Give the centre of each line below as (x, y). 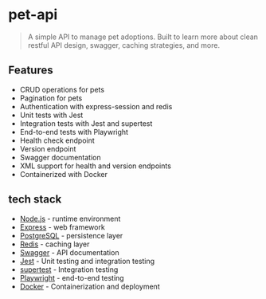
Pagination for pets (51, 98)
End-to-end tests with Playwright (74, 132)
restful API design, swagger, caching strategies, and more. (124, 45)
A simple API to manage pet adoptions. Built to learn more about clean (143, 37)
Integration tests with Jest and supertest (86, 123)
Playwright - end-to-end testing (72, 277)
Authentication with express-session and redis (96, 106)
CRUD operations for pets (62, 89)
